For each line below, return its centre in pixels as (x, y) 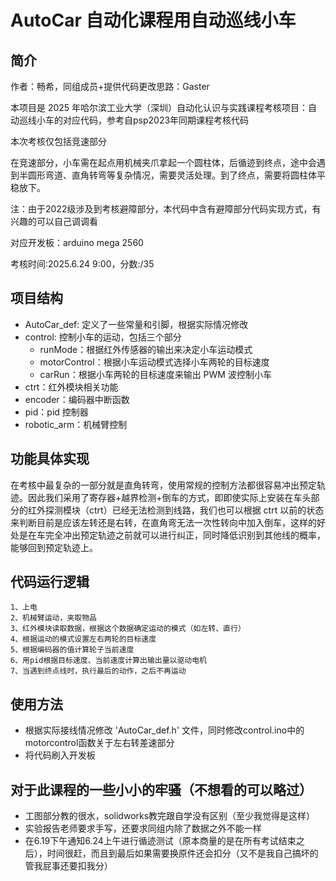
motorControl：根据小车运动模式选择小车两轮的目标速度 (154, 362)
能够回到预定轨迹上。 (54, 547)
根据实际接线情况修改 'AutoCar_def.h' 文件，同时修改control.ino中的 (164, 730)
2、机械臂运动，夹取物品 (53, 618)
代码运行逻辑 (50, 582)
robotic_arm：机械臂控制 (76, 424)
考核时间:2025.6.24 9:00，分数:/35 (82, 264)
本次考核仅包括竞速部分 (58, 141)
